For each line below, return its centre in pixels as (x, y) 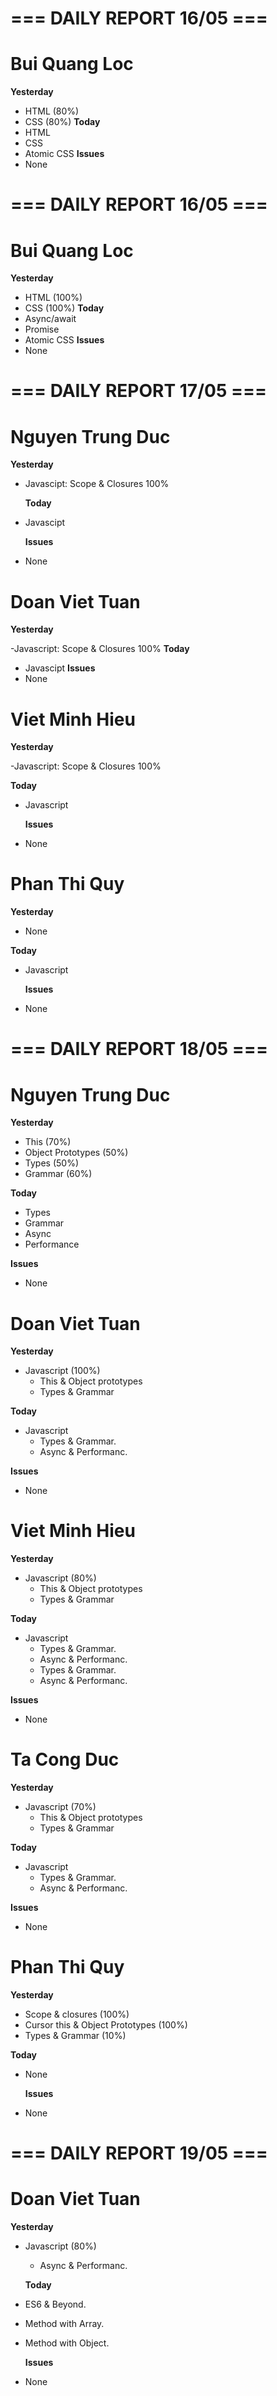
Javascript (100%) (62, 1371)
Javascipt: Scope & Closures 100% (97, 484)
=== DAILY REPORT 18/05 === (139, 1049)
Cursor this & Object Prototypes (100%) (106, 2025)
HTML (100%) (53, 298)
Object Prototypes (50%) (76, 1153)
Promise (42, 329)
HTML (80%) (52, 111)
